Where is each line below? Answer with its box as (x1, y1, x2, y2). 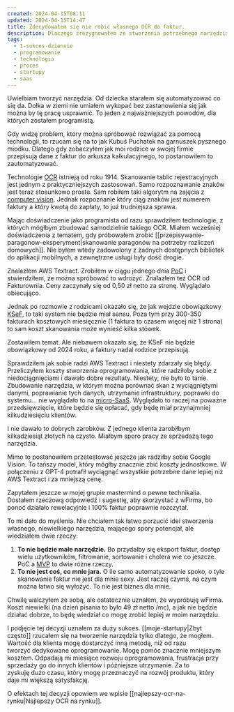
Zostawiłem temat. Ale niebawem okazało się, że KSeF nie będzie (7, 338, 195, 347)
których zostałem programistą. (7, 116, 95, 125)
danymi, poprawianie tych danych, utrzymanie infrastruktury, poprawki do (7, 388, 219, 397)
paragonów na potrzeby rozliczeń (118, 238, 214, 247)
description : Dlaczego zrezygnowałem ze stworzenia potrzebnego (7, 29, 198, 37)
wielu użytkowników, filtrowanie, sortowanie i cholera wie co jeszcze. (17, 552, 217, 561)
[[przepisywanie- (155, 231, 205, 239)
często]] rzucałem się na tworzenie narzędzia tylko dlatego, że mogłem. (7, 632, 214, 640)
